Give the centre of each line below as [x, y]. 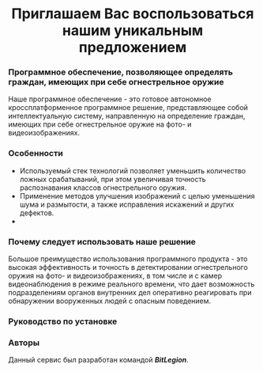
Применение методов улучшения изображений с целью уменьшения [137, 195]
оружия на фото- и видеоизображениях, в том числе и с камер [115, 276]
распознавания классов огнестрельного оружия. [103, 188]
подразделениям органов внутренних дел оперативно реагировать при [130, 293]
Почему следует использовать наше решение [102, 241]
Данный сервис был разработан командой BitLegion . [99, 360]
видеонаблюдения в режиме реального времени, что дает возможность [131, 284]
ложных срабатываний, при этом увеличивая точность [113, 179]
